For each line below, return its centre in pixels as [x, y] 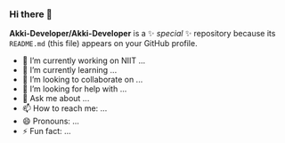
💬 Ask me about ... [56, 99]
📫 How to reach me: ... [65, 108]
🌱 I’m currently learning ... [69, 70]
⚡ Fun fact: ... [46, 131]
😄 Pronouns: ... [51, 121]
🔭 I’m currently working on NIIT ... [84, 60]
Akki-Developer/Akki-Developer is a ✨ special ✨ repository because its [142, 34]
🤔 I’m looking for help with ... [74, 89]
